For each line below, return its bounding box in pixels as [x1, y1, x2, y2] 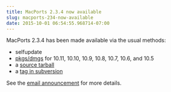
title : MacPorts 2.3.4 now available [6, 8, 102, 15]
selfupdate [15, 48, 42, 56]
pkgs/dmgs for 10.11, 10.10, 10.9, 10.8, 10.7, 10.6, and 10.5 [15, 55, 155, 62]
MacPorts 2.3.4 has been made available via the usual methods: [6, 37, 166, 44]
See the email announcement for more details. [6, 79, 122, 87]
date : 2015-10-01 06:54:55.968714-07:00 [6, 20, 110, 26]
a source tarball [15, 61, 55, 68]
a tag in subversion [15, 68, 63, 75]
